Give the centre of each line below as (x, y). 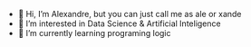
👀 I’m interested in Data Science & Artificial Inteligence (119, 23)
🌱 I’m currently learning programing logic (94, 33)
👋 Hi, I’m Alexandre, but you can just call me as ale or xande (130, 14)
